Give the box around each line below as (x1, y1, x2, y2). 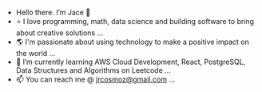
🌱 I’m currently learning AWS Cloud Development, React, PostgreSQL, (15, 57, 246, 66)
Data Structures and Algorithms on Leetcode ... (15, 66, 172, 75)
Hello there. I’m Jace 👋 (15, 8, 91, 17)
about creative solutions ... (15, 28, 104, 38)
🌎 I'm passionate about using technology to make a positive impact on (15, 37, 250, 46)
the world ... (15, 49, 56, 58)
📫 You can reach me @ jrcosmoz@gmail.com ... (15, 74, 176, 84)
